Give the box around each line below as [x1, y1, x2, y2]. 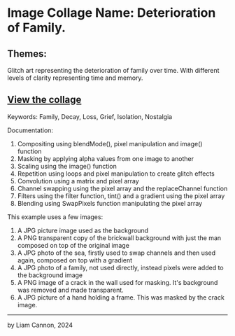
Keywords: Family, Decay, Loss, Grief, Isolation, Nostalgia [7, 112, 173, 120]
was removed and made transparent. [17, 286, 124, 294]
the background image [17, 271, 83, 279]
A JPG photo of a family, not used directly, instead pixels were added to [17, 263, 224, 272]
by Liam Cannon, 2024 [7, 321, 73, 329]
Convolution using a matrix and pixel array [17, 176, 140, 185]
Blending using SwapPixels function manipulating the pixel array [17, 199, 203, 207]
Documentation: [7, 126, 54, 134]
